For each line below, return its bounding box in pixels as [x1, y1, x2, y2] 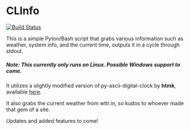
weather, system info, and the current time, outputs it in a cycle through [6, 41, 180, 48]
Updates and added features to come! [6, 117, 99, 124]
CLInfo [6, 4, 40, 18]
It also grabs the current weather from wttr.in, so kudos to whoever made [6, 99, 184, 106]
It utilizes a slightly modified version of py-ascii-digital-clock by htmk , [6, 82, 176, 89]
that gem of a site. [6, 106, 50, 113]
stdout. [6, 47, 24, 54]
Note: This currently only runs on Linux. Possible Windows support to [6, 61, 181, 68]
